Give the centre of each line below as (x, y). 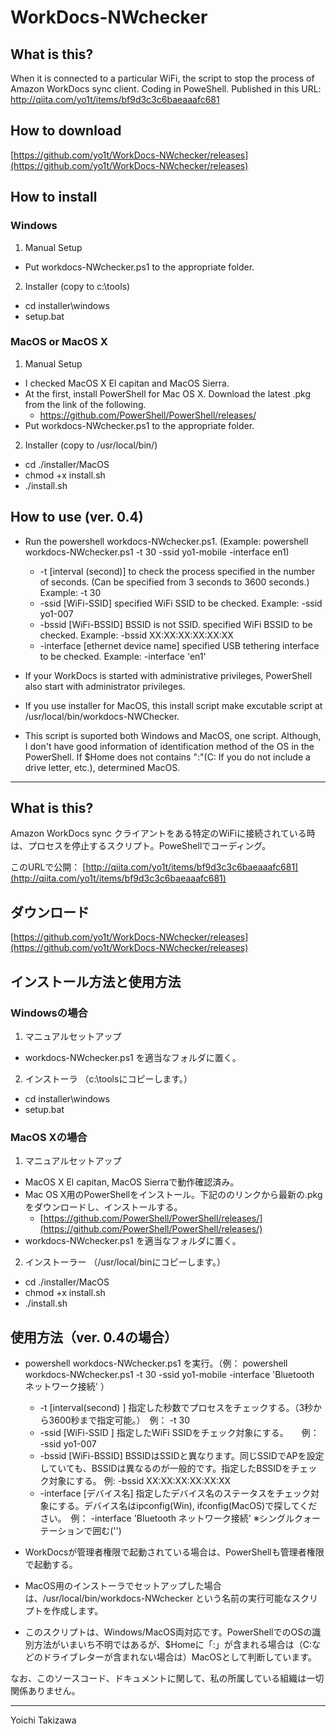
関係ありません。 (45, 1691)
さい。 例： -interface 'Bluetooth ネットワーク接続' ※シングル (167, 1518)
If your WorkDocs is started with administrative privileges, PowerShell (168, 675)
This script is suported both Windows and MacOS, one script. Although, (173, 735)
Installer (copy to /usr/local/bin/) (91, 445)
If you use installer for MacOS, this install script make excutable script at (173, 705)
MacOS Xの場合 (49, 1137)
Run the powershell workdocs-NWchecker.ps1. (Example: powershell (166, 541)
